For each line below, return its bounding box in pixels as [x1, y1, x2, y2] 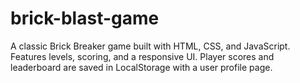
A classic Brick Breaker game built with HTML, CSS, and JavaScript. [10, 40, 291, 52]
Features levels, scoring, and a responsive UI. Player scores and [10, 50, 275, 62]
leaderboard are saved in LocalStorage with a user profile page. [10, 61, 273, 73]
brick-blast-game [10, 7, 160, 30]
